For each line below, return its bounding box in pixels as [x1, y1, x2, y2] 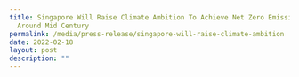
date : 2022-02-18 [9, 37, 74, 47]
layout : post [9, 46, 58, 55]
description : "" [9, 54, 69, 63]
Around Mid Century [17, 21, 90, 30]
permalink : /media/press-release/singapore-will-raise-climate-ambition [9, 29, 285, 38]
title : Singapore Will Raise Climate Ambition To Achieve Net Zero [9, 12, 265, 22]
